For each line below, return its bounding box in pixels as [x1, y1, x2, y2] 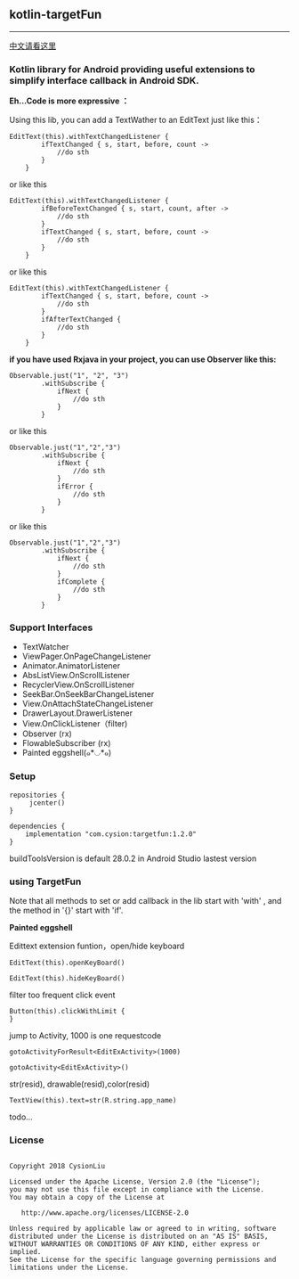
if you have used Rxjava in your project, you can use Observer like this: [9, 354, 277, 365]
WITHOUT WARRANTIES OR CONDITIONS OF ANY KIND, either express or [9, 1240, 261, 1249]
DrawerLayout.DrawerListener [21, 708, 133, 718]
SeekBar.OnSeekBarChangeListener [21, 689, 155, 700]
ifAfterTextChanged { [41, 316, 122, 324]
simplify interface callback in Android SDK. [9, 74, 200, 86]
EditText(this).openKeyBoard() [9, 958, 125, 967]
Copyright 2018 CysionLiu [9, 1162, 105, 1171]
